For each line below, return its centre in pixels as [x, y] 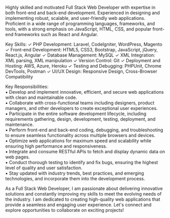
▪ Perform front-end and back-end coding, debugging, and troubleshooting [84, 130]
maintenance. [20, 125]
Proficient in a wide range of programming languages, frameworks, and [80, 23]
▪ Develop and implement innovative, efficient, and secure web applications [84, 92]
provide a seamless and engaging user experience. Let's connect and [78, 205]
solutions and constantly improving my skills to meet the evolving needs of [83, 194]
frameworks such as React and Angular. [56, 34]
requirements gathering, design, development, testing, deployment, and [80, 119]
